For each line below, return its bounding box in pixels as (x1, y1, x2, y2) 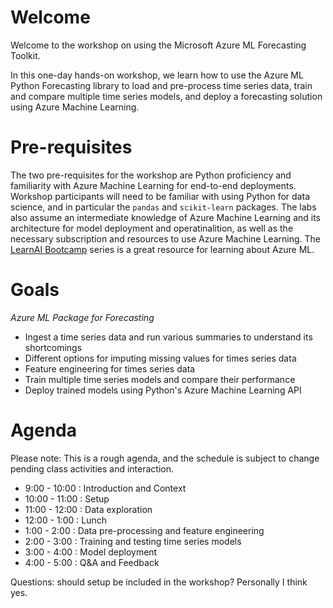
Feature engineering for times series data (24, 362, 196, 375)
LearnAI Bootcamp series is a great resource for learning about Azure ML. (10, 243, 315, 255)
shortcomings (24, 341, 83, 353)
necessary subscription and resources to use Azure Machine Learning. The (10, 232, 321, 245)
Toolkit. (10, 49, 41, 61)
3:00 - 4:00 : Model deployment (24, 546, 158, 558)
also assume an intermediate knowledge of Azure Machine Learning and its (10, 211, 321, 223)
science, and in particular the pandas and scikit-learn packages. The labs (10, 201, 317, 213)
